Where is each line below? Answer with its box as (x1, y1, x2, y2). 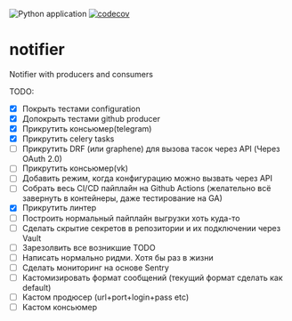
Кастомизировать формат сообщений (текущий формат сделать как (21, 272, 283, 283)
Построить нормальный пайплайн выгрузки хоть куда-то (21, 213, 240, 223)
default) (21, 282, 52, 293)
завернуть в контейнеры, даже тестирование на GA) (21, 193, 223, 204)
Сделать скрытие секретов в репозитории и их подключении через (21, 222, 281, 233)
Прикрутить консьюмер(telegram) (21, 124, 152, 134)
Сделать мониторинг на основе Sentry (21, 262, 169, 273)
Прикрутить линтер (21, 203, 97, 213)
